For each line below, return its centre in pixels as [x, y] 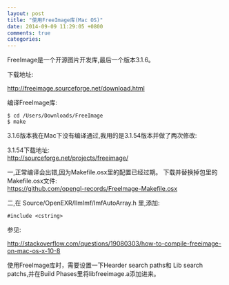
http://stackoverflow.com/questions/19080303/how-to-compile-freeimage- [114, 243]
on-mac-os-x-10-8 [34, 251]
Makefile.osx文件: [32, 181]
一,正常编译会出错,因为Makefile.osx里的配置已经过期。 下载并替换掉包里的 [112, 172]
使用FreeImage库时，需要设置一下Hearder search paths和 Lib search [105, 265]
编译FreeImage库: [32, 103]
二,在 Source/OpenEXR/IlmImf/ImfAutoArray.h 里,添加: [83, 203]
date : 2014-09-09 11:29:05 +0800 [55, 26]
